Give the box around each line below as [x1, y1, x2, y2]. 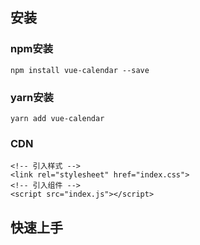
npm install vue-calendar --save [10, 65, 150, 75]
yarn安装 [10, 90, 54, 104]
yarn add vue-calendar [10, 113, 105, 123]
